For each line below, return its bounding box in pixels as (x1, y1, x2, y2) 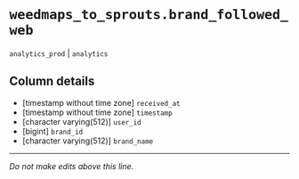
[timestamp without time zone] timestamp (21, 107, 173, 118)
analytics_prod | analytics (9, 47, 109, 59)
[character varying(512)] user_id (21, 116, 142, 126)
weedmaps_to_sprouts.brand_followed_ (9, 6, 289, 23)
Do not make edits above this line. (9, 160, 134, 171)
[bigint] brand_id (21, 126, 84, 136)
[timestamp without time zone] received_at (21, 97, 181, 108)
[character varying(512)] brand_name (21, 135, 154, 146)
